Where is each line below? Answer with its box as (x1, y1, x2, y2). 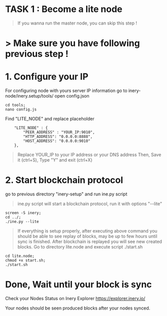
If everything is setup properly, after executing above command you (17, 228, 157, 233)
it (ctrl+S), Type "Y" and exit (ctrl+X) (17, 157, 92, 163)
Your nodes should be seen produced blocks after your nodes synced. (5, 305, 150, 311)
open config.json (54, 93, 89, 99)
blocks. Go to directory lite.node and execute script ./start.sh (17, 244, 143, 249)
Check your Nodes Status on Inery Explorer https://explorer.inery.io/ (5, 295, 145, 301)
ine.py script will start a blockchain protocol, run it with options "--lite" (17, 201, 162, 206)
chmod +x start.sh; (5, 258, 46, 263)
